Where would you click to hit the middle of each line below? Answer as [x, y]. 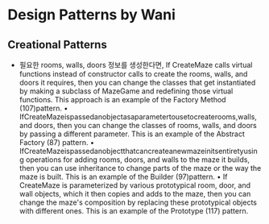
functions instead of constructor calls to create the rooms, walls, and [133, 74]
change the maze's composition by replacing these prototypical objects [138, 202]
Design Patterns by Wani [92, 15]
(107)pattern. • [43, 108]
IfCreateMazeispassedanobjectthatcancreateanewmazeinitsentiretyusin [139, 151]
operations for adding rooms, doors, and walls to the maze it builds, [138, 160]
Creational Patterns [58, 45]
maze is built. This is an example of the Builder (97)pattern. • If [123, 176]
